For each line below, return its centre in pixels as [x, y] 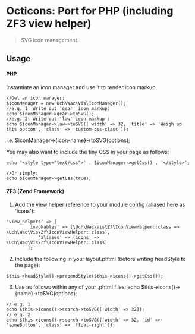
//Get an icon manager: [36, 98]
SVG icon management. [50, 40]
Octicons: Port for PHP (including [90, 11]
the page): [27, 265]
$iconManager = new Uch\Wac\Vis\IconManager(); [66, 103]
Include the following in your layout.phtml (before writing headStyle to [100, 259]
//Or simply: [22, 173]
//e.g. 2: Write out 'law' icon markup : [58, 119]
